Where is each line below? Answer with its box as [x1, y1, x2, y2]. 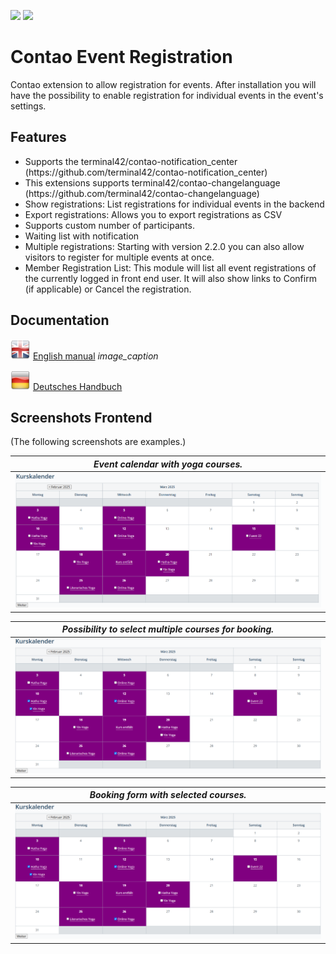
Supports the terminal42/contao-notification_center [24, 155, 238, 167]
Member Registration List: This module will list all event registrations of [24, 261, 317, 274]
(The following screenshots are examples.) [10, 436, 187, 448]
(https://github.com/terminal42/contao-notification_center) [24, 166, 268, 178]
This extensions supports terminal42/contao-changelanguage [24, 176, 281, 189]
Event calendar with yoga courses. [93, 458, 243, 470]
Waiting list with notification [24, 230, 140, 242]
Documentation [10, 312, 110, 329]
